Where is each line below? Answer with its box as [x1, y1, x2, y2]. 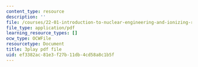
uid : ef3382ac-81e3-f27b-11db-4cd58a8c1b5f [6, 52, 115, 58]
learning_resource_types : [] [6, 30, 78, 36]
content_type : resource [6, 8, 65, 15]
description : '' [6, 14, 46, 20]
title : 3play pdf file [6, 47, 62, 52]
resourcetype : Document [6, 41, 65, 47]
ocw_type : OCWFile [6, 36, 51, 41]
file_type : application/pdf [6, 24, 75, 31]
